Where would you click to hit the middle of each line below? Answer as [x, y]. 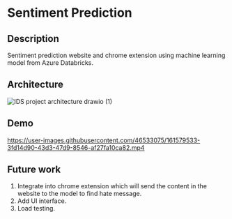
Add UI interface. [42, 201]
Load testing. [36, 209]
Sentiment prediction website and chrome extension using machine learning [116, 55]
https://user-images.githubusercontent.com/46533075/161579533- [104, 140]
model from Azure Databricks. [51, 63]
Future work [34, 170]
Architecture [36, 85]
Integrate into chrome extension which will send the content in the [112, 186]
